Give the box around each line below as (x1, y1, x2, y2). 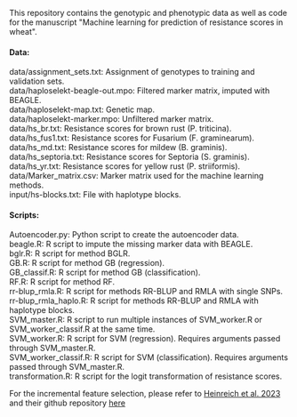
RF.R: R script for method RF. (9, 277, 116, 287)
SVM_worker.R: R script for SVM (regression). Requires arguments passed (9, 333, 281, 344)
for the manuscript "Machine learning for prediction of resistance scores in (9, 17, 284, 28)
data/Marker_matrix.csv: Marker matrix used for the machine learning (9, 171, 264, 181)
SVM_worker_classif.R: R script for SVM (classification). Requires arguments (9, 352, 289, 363)
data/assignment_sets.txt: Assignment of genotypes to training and (9, 67, 255, 77)
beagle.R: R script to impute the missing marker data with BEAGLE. (9, 239, 253, 250)
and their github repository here (9, 397, 126, 408)
